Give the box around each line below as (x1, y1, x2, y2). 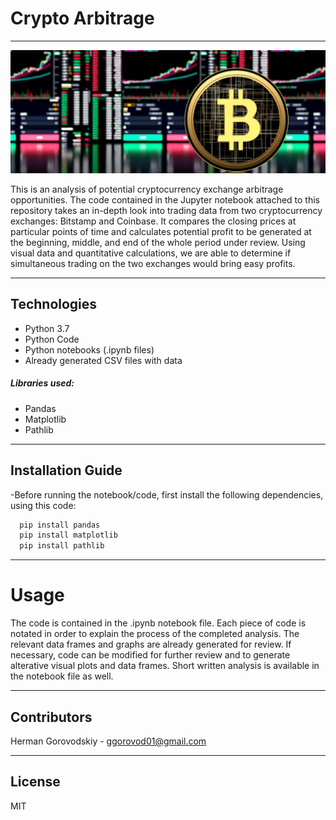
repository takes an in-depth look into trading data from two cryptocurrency (10, 205, 323, 216)
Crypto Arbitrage (10, 7, 155, 30)
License (10, 773, 61, 791)
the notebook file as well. (10, 670, 114, 682)
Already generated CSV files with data (24, 354, 183, 366)
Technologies (10, 296, 98, 313)
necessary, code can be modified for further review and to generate (10, 649, 291, 661)
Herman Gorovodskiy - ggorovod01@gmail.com (10, 735, 207, 747)
